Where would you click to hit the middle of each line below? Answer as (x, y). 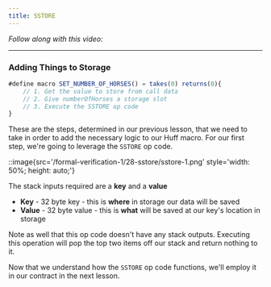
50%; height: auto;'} (42, 171)
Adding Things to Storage (60, 67)
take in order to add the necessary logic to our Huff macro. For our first (126, 138)
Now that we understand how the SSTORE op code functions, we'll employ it (132, 268)
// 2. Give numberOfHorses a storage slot (95, 99)
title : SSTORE (32, 16)
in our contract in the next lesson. (64, 276)
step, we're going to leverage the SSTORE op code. (91, 147)
